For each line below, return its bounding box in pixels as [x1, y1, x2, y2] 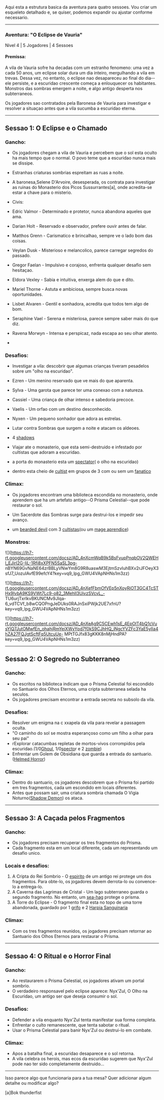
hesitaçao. [12, 267, 33, 273]
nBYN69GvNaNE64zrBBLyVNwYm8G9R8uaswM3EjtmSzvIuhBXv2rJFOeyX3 [5, 565, 159, 571]
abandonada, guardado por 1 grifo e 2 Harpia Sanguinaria [12, 905, 128, 911]
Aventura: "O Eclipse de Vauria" [5, 31, 83, 38]
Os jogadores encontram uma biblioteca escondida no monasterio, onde [12, 491, 158, 497]
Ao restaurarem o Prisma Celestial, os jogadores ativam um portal [12, 978, 144, 983]
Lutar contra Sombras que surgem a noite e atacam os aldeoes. [12, 425, 141, 431]
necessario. [5, 15, 29, 20]
